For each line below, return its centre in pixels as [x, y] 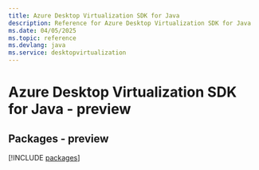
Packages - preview [59, 138]
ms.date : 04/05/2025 [43, 30]
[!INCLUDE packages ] [44, 158]
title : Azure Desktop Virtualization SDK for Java [94, 16]
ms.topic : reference [43, 38]
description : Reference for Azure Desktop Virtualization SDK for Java [129, 23]
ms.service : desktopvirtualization [67, 53]
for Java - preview [70, 109]
